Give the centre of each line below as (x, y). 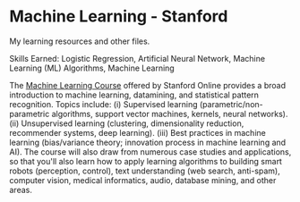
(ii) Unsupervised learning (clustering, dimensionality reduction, (127, 123)
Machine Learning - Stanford (119, 17)
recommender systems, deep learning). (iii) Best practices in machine (137, 132)
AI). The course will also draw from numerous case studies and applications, (150, 151)
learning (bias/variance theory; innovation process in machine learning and (148, 142)
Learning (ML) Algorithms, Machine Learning (92, 68)
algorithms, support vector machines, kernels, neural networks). (170, 114)
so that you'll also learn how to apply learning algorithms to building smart (146, 161)
